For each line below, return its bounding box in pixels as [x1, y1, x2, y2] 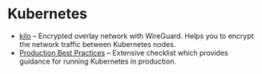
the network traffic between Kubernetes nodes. [18, 39, 176, 49]
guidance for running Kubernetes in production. [18, 56, 177, 66]
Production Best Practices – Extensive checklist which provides [18, 48, 229, 57]
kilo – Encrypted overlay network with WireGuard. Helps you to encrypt [18, 31, 254, 41]
